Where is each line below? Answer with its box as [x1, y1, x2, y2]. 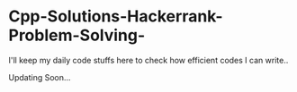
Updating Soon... [8, 71, 71, 82]
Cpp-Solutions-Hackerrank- [8, 6, 223, 27]
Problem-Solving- [8, 25, 146, 46]
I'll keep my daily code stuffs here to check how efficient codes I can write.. [8, 54, 289, 65]
